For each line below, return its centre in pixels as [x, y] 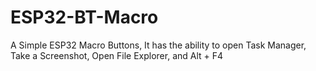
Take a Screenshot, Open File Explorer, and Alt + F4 [117, 55]
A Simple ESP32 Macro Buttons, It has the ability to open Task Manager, [158, 45]
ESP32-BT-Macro [84, 17]
